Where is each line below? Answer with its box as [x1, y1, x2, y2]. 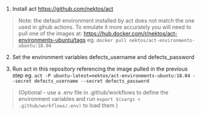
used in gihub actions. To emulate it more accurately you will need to [18, 24, 191, 30]
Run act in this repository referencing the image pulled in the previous [12, 65, 188, 72]
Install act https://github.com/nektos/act [12, 5, 114, 12]
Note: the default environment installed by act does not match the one [18, 17, 195, 24]
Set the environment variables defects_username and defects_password [12, 54, 194, 60]
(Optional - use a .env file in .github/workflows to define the [18, 89, 169, 96]
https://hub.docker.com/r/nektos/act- [83, 30, 178, 37]
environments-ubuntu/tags [18, 37, 86, 43]
